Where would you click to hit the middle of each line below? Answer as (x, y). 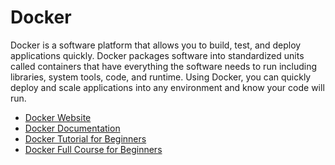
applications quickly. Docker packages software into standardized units (157, 55)
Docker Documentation (72, 128)
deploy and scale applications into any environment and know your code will (167, 87)
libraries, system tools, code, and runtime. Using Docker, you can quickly (161, 77)
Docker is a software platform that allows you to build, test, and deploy (156, 45)
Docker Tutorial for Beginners (85, 138)
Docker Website (58, 117)
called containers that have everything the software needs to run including (164, 66)
